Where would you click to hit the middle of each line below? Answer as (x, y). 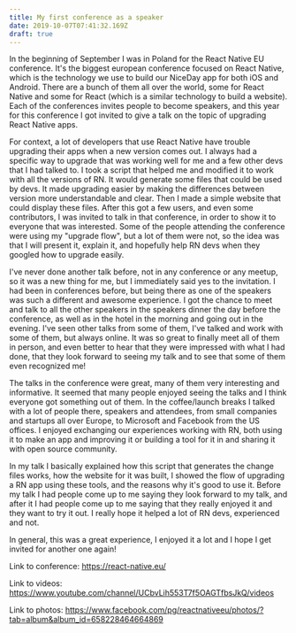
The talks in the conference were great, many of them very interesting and (144, 383)
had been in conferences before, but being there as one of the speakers (140, 291)
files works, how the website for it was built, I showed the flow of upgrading (147, 475)
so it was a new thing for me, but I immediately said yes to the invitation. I (142, 282)
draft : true (31, 34)
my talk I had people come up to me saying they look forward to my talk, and (148, 494)
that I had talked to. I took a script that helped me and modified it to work (141, 170)
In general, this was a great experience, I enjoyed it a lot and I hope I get (140, 540)
